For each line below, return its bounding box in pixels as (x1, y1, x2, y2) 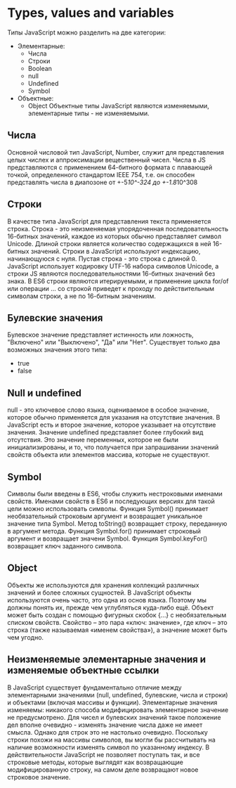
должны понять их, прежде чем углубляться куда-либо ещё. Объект (7, 603, 214, 612)
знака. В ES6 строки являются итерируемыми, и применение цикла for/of (7, 276, 229, 285)
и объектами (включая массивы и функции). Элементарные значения (7, 698, 218, 706)
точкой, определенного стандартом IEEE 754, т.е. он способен (7, 170, 195, 179)
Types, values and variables (7, 5, 174, 21)
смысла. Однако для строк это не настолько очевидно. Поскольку (7, 728, 209, 736)
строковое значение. (7, 773, 71, 781)
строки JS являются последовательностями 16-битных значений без (7, 269, 216, 278)
